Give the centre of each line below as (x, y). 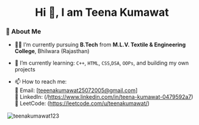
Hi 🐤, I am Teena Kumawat (102, 12)
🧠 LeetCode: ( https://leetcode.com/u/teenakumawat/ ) (82, 104)
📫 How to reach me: (41, 82)
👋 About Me (24, 32)
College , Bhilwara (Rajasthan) (52, 51)
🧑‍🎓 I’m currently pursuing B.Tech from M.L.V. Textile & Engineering (100, 45)
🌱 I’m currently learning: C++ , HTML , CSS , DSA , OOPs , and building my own (102, 63)
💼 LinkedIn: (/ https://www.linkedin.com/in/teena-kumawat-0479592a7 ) (104, 97)
